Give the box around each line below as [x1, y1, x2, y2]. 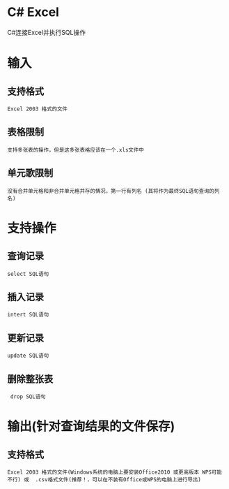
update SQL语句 [7, 352, 49, 360]
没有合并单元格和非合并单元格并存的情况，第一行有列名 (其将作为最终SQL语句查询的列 [7, 187, 220, 194]
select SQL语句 [7, 270, 49, 277]
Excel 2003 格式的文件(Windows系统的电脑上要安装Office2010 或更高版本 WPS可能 [7, 469, 223, 476]
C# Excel [7, 4, 59, 20]
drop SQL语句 [10, 393, 47, 400]
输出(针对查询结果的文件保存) [7, 418, 175, 435]
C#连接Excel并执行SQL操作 [7, 28, 86, 36]
